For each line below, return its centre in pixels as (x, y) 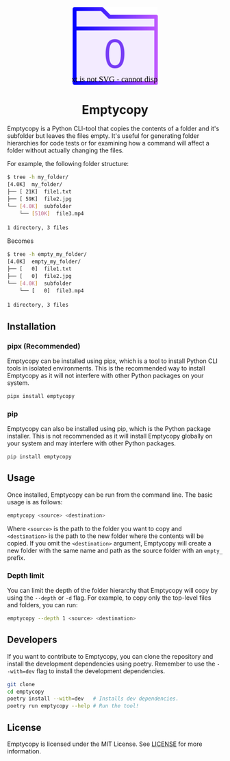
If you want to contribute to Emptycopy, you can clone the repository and (110, 656)
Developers (32, 640)
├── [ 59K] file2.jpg (39, 199)
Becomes (21, 241)
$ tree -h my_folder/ (38, 177)
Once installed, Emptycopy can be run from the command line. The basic (110, 495)
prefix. (16, 558)
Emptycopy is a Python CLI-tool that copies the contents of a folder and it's (113, 129)
